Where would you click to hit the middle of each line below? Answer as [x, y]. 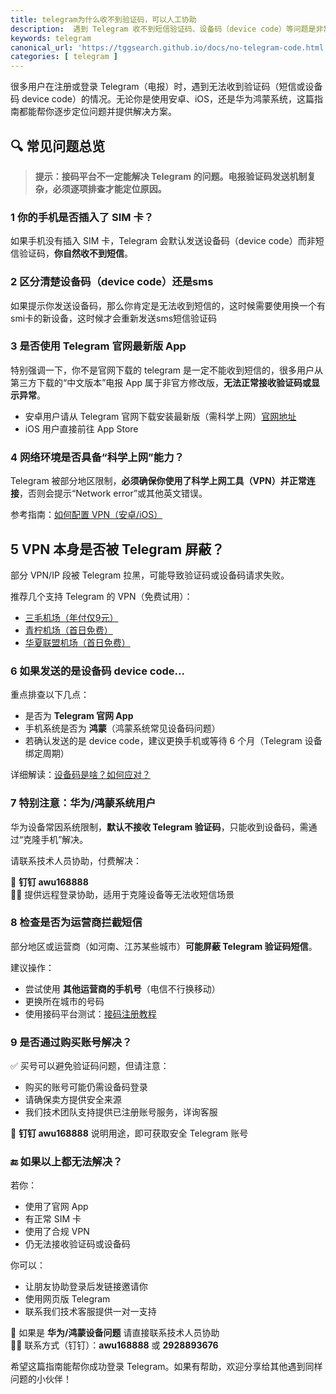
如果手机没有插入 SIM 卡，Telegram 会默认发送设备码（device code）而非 [163, 241]
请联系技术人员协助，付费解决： [76, 860]
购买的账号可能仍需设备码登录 [86, 1087]
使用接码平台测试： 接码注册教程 [90, 1013]
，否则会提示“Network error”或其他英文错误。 [113, 493]
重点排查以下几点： [50, 695]
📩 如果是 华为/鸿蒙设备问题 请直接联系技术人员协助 [115, 1333]
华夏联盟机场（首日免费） [77, 642]
